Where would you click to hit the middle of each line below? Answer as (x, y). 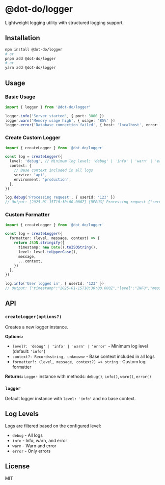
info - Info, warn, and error (40, 440)
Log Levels (22, 414)
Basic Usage (20, 97)
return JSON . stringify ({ (39, 243)
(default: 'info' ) (29, 351)
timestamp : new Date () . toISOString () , (58, 247)
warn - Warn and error (34, 446)
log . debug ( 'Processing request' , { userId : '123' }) (60, 197)
